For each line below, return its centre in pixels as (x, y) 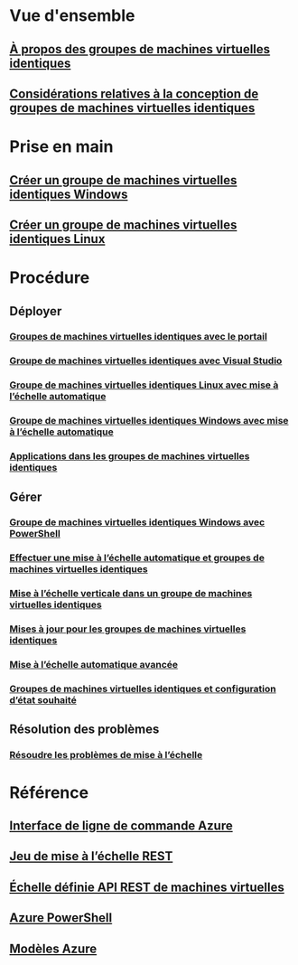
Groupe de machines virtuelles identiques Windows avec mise (149, 421)
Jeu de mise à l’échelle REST (91, 856)
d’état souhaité (43, 700)
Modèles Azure (53, 948)
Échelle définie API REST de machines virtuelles (147, 887)
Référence (49, 792)
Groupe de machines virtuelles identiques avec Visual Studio (146, 361)
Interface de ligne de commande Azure (121, 825)
